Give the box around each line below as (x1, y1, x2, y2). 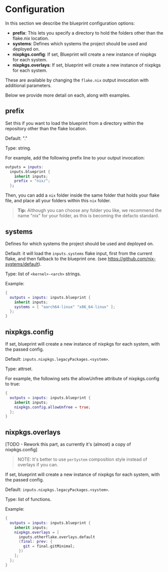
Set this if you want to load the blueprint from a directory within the (5, 120, 144, 126)
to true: (5, 381, 21, 387)
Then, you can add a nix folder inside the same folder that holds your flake (5, 192, 159, 198)
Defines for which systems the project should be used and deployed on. (5, 240, 154, 247)
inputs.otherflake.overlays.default (18, 534, 95, 539)
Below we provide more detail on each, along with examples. (5, 92, 131, 98)
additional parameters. (5, 82, 52, 89)
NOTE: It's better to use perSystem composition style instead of (17, 456, 147, 462)
